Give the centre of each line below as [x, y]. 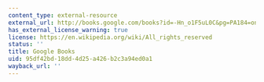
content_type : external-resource [63, 15]
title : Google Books [42, 52]
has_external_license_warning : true [68, 30]
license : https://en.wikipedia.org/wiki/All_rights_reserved [110, 37]
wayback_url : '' [35, 66]
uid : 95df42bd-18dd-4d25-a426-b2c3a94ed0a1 [81, 59]
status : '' [26, 45]
